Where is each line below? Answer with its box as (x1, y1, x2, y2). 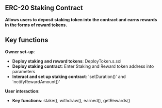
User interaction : (5, 88, 40, 94)
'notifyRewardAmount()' (12, 78, 61, 84)
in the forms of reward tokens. (5, 22, 67, 28)
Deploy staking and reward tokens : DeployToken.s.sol (12, 58, 122, 64)
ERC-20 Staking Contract (5, 4, 83, 12)
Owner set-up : (5, 48, 35, 55)
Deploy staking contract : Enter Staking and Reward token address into (12, 63, 154, 69)
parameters (12, 68, 35, 74)
